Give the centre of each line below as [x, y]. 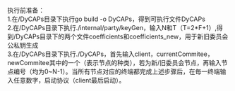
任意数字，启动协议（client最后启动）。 [69, 80]
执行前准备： [26, 10]
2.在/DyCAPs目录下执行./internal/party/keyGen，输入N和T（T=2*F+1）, [112, 28]
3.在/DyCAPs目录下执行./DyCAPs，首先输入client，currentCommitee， [110, 54]
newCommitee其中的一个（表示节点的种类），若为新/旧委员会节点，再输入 [114, 63]
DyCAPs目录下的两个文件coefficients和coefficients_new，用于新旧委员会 [122, 36]
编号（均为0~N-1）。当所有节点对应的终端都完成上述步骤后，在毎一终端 [116, 71]
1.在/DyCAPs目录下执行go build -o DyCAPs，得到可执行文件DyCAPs [107, 19]
